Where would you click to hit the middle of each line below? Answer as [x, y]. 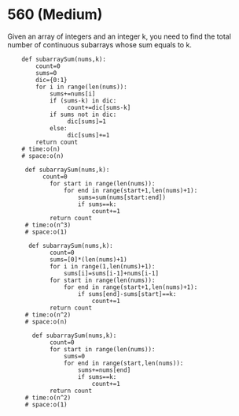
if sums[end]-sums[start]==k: [127, 294]
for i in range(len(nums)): [81, 87]
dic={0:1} [51, 80]
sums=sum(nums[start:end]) [122, 197]
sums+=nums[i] [72, 94]
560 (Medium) [55, 15]
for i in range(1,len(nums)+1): [102, 266]
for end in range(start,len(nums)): [123, 363]
